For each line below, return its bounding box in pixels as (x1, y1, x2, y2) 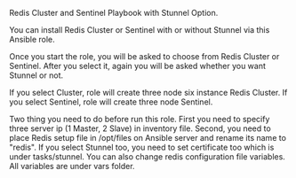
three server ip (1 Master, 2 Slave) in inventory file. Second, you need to (9, 123, 271, 134)
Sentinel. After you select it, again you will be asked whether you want (9, 61, 267, 71)
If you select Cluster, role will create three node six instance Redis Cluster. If (9, 88, 288, 97)
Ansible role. (9, 35, 55, 44)
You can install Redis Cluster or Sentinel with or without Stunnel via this (9, 25, 270, 35)
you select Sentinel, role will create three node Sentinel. (9, 97, 213, 107)
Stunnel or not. (9, 70, 64, 81)
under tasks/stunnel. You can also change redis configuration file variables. (9, 151, 286, 162)
